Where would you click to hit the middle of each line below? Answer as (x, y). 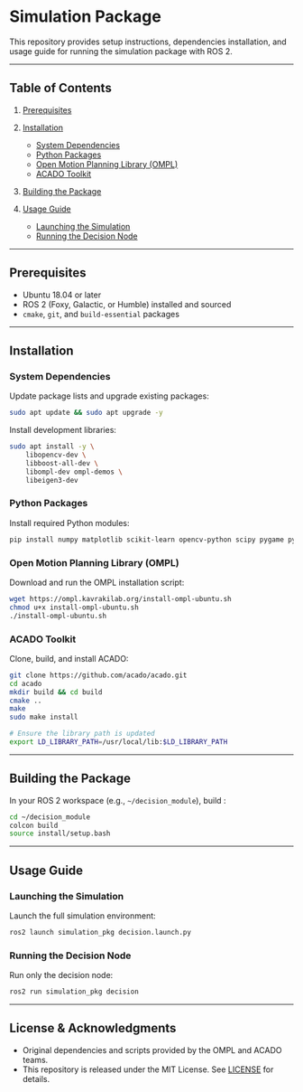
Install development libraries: (63, 430)
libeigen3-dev (52, 480)
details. (36, 1078)
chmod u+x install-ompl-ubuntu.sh (74, 607)
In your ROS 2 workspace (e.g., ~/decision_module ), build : (118, 800)
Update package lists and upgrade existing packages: (109, 396)
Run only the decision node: (61, 975)
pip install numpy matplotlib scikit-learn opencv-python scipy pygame (147, 540)
